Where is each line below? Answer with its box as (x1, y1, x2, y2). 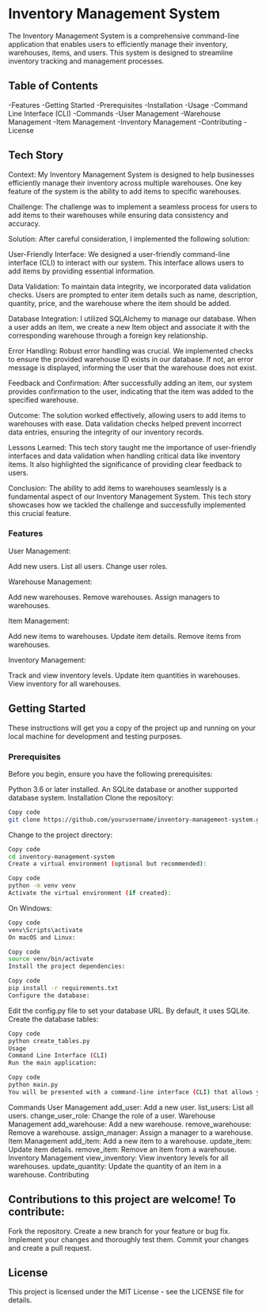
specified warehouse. (8, 395, 79, 404)
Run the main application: (8, 1059, 97, 1067)
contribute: (8, 1206, 65, 1219)
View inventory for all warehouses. (8, 678, 121, 688)
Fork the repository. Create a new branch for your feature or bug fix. (8, 1226, 231, 1236)
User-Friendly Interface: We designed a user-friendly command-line (8, 249, 230, 258)
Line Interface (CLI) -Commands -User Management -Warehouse (8, 109, 221, 118)
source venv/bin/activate (8, 955, 93, 963)
